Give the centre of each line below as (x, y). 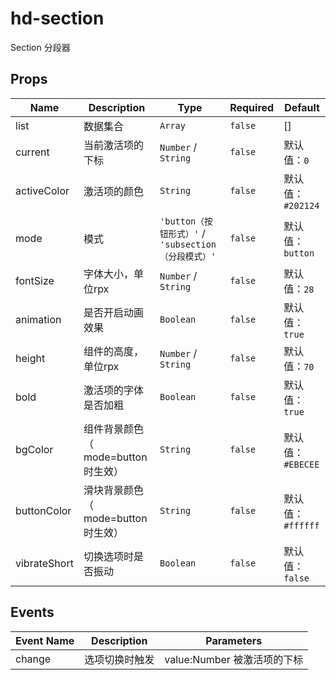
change (33, 659)
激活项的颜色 (113, 191)
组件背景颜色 (113, 429)
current (32, 152)
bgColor (34, 449)
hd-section (57, 18)
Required (252, 107)
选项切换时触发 (119, 659)
